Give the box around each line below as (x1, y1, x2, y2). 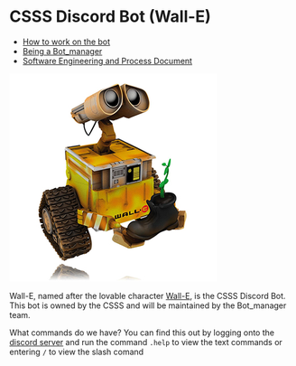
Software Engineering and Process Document (22, 55, 192, 66)
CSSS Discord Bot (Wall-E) (9, 6, 212, 27)
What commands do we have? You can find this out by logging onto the (9, 327, 275, 338)
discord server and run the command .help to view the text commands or (9, 336, 282, 347)
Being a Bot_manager (22, 45, 103, 56)
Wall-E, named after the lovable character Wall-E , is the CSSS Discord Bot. (9, 290, 286, 301)
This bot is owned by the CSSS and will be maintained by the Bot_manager (9, 300, 287, 311)
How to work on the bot (22, 36, 111, 47)
